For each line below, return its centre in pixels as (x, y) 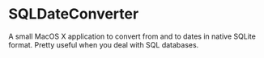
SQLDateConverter (74, 14)
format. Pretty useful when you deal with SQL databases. (104, 44)
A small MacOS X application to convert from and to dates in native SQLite (132, 36)
